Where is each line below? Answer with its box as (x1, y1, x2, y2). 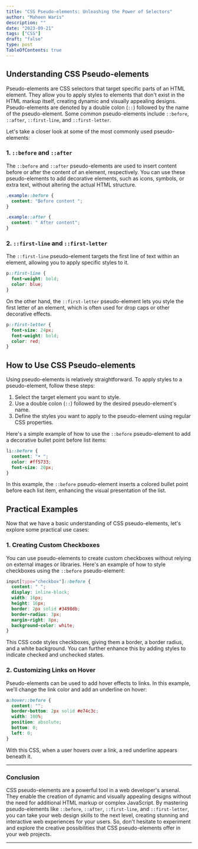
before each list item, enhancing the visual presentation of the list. (6, 487, 167, 494)
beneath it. (6, 752, 32, 760)
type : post (6, 42, 33, 48)
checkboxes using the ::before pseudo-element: (6, 567, 126, 574)
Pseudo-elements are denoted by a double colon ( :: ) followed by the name (6, 104, 189, 111)
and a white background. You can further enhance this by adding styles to (6, 645, 186, 652)
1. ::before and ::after (6, 149, 72, 157)
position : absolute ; (11, 719, 62, 725)
